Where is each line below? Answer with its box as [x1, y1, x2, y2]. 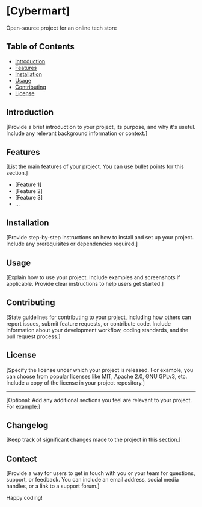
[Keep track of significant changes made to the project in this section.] [6, 436, 181, 444]
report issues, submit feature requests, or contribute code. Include [6, 320, 171, 327]
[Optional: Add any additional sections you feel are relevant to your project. [6, 396, 192, 403]
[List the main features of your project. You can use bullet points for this [6, 163, 185, 170]
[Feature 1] [14, 181, 42, 188]
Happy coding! [6, 494, 43, 502]
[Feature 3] [14, 194, 43, 201]
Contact [6, 453, 37, 464]
